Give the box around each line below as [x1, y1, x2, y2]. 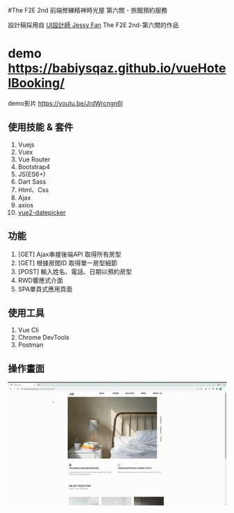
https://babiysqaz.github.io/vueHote [8, 61, 226, 77]
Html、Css [17, 185, 49, 194]
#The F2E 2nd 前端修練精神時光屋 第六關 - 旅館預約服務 [8, 6, 168, 14]
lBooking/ [8, 75, 65, 91]
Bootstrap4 [17, 162, 51, 171]
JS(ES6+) [17, 170, 46, 178]
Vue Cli [17, 326, 39, 334]
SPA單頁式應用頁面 [17, 285, 73, 293]
